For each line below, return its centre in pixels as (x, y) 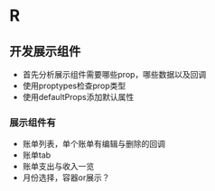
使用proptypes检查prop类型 (74, 86)
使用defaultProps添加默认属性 (78, 97)
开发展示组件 (45, 51)
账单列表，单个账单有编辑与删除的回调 (93, 144)
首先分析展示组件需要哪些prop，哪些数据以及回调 (114, 74)
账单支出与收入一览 (58, 167)
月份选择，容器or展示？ (66, 177)
